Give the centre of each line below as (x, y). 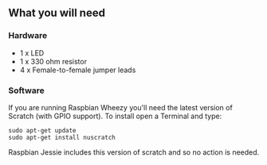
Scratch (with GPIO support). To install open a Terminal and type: (115, 116)
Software (27, 90)
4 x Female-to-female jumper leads (78, 70)
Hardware (28, 36)
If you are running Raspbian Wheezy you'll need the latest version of (120, 107)
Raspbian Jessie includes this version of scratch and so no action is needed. (134, 152)
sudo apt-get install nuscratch (62, 137)
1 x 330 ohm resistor (53, 61)
